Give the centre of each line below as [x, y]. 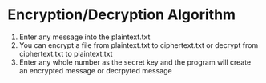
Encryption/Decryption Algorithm [122, 15]
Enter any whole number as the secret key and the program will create [135, 62]
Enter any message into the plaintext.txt [85, 37]
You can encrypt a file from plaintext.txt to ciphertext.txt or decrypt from [139, 45]
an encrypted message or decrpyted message [96, 70]
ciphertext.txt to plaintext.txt [66, 53]
